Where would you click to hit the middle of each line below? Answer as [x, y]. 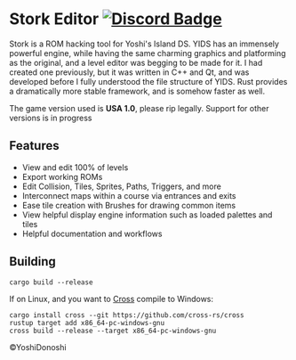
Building [32, 262]
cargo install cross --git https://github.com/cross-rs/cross [127, 315]
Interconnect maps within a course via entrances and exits [129, 195]
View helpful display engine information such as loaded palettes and [147, 215]
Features [34, 146]
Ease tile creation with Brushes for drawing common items [129, 205]
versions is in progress [51, 118]
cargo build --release [51, 282]
